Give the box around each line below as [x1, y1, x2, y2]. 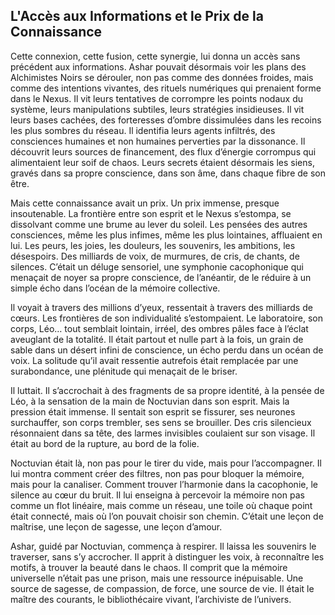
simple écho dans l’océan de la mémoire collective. [10, 282, 221, 294]
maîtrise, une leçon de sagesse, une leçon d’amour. [10, 520, 223, 533]
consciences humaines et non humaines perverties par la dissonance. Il [10, 135, 306, 147]
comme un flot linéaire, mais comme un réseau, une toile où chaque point [10, 499, 313, 511]
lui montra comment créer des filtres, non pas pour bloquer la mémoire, [10, 467, 305, 479]
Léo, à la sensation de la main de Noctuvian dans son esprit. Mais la [10, 395, 290, 407]
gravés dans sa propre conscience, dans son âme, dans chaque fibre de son [10, 167, 326, 179]
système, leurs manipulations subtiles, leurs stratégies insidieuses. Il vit [10, 103, 305, 115]
